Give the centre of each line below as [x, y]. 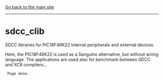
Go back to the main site [30, 7]
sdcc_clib [25, 31]
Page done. [18, 73]
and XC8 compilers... [26, 64]
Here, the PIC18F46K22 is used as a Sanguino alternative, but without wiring [82, 54]
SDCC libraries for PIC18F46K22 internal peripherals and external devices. [80, 45]
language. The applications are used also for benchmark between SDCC [78, 59]
